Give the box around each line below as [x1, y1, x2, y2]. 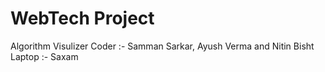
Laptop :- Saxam [10, 50, 79, 62]
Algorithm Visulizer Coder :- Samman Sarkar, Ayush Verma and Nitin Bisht [10, 40, 315, 52]
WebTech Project [10, 7, 155, 30]
